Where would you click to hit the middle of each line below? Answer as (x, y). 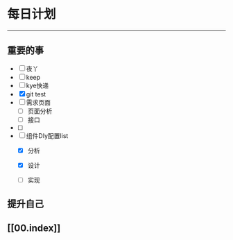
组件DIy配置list (47, 135)
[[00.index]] (34, 228)
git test (36, 94)
